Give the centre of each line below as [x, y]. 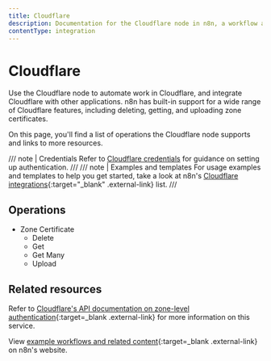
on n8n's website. [38, 350]
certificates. [28, 119]
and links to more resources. [56, 143]
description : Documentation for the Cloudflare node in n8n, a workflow [133, 23]
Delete [43, 238]
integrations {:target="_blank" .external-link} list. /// [93, 185]
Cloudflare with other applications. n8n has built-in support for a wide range [135, 102]
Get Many [48, 255]
